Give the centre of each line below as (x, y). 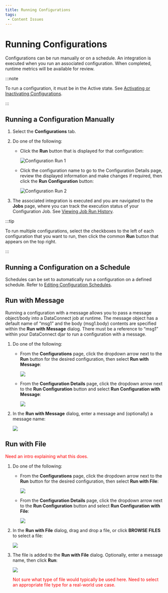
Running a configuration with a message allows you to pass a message (78, 312)
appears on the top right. (31, 242)
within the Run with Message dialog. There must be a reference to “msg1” (82, 328)
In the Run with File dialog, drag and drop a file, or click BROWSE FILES (87, 530)
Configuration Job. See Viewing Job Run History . (63, 212)
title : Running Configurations (38, 10)
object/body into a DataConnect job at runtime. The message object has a (81, 318)
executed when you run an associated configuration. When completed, (78, 63)
